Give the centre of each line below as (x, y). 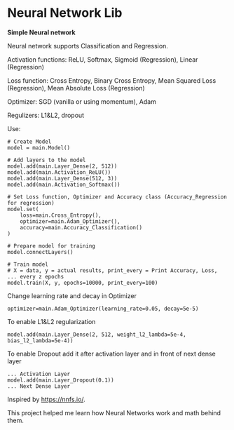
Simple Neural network (41, 32)
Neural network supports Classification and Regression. (88, 46)
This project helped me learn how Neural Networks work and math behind (114, 412)
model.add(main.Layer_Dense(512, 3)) (62, 178)
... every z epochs (36, 276)
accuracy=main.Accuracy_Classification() (81, 227)
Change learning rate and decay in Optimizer (72, 295)
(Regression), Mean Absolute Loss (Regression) (76, 88)
